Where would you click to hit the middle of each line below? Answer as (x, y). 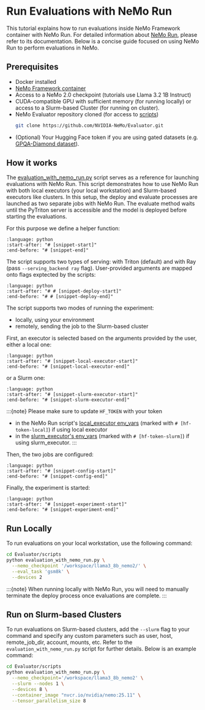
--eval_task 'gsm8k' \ (41, 571)
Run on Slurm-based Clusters (64, 615)
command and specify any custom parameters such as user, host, (90, 636)
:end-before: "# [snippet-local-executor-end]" (68, 367)
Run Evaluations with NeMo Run (89, 11)
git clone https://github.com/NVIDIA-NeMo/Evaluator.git (89, 125)
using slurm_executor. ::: (46, 443)
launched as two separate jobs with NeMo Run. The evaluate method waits (101, 204)
